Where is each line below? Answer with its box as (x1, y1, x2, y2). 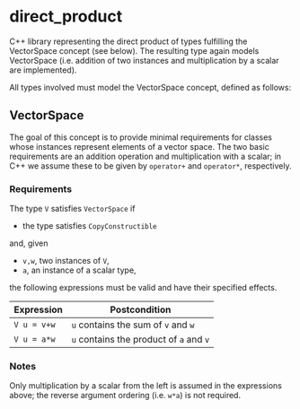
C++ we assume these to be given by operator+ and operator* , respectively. (9, 160, 292, 171)
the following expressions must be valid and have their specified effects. (9, 283, 278, 293)
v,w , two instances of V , (22, 256, 110, 266)
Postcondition (110, 303, 172, 316)
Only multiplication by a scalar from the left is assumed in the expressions (9, 380, 283, 391)
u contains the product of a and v (71, 334, 210, 346)
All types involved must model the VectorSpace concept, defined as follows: (9, 82, 292, 92)
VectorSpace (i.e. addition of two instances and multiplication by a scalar (9, 55, 280, 65)
